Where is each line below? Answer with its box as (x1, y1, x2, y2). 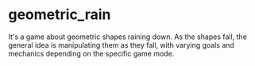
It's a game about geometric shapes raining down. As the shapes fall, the (8, 32, 248, 41)
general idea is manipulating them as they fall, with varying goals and (8, 40, 234, 49)
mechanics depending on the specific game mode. (8, 49, 175, 58)
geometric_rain (8, 6, 111, 24)
